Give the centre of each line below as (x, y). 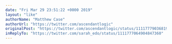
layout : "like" (21, 15)
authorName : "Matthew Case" (35, 19)
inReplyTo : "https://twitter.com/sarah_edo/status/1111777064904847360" (84, 33)
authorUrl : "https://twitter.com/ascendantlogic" (59, 24)
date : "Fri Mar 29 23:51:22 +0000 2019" (49, 10)
